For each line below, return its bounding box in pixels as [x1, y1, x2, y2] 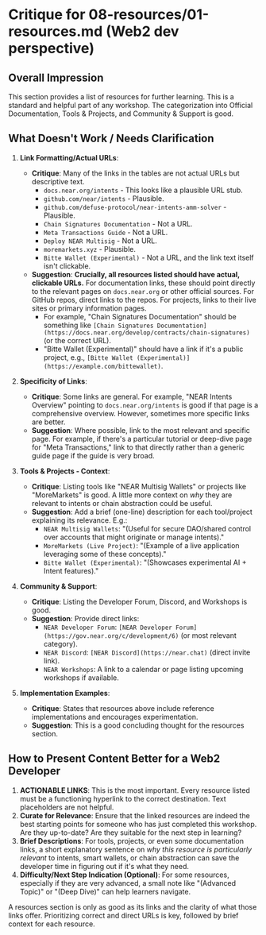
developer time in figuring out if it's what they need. [19, 861, 189, 871]
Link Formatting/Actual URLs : [19, 153, 119, 162]
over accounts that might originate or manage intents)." [43, 532, 225, 542]
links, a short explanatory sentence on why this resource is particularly [19, 844, 253, 854]
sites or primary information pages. [31, 303, 147, 313]
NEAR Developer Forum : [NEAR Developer [43, 622, 172, 632]
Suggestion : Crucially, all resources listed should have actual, [31, 269, 241, 279]
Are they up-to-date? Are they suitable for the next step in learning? [19, 828, 242, 837]
